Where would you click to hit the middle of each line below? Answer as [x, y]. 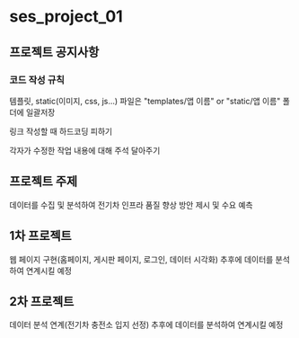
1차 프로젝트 [40, 236]
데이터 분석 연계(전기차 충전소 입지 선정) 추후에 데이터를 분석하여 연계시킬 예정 [146, 325]
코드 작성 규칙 [37, 80]
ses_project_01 [66, 17]
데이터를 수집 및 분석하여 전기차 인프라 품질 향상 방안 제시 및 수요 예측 [131, 205]
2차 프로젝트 [42, 302]
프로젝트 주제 [44, 182]
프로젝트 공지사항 [54, 52]
